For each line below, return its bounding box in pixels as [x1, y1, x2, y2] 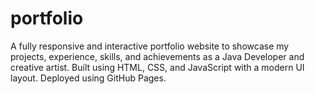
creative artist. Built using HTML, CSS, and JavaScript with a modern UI [10, 61, 305, 73]
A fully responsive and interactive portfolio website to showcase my [10, 40, 290, 52]
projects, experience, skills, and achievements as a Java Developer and [10, 50, 305, 62]
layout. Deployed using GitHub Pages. [10, 72, 167, 84]
